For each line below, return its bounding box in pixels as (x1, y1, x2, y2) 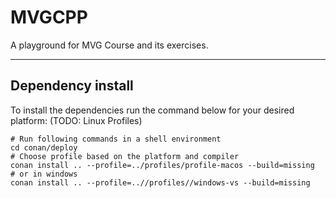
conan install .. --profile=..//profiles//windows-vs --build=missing (10, 177, 311, 188)
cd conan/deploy (10, 142, 78, 153)
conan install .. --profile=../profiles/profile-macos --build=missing (10, 160, 315, 170)
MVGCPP (10, 6, 88, 29)
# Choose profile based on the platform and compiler (10, 151, 240, 161)
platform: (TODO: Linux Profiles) (10, 114, 143, 126)
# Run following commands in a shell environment (10, 134, 222, 144)
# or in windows (10, 169, 78, 179)
